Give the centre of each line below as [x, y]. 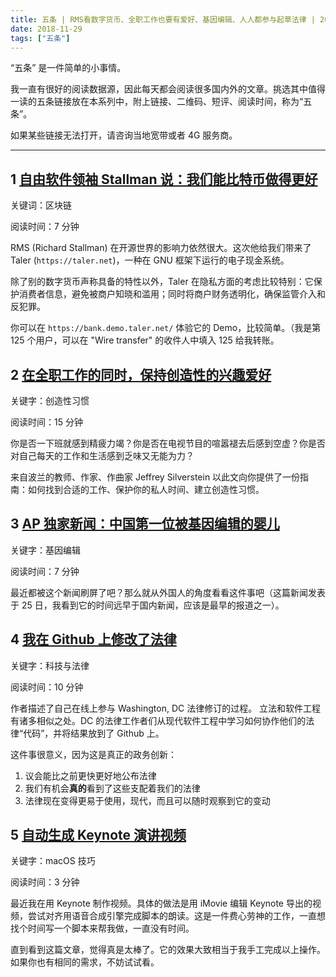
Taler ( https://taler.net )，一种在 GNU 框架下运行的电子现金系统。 [150, 260]
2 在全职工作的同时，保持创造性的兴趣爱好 [141, 374]
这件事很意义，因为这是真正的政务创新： [93, 754]
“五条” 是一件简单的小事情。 [68, 68]
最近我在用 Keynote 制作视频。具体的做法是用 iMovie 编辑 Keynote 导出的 [161, 903]
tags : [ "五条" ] [40, 38]
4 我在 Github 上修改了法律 [93, 639]
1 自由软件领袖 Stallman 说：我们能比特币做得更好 [164, 179]
